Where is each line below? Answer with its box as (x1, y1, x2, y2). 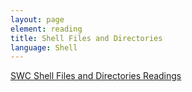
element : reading (10, 24, 83, 34)
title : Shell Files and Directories (10, 33, 163, 43)
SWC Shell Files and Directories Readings (10, 70, 182, 82)
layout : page (10, 14, 65, 25)
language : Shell (10, 42, 78, 53)
